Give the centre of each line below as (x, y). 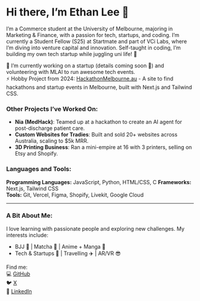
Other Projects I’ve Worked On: (52, 108)
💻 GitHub (18, 274)
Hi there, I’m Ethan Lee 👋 (68, 12)
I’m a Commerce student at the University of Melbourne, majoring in (90, 29)
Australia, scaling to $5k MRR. (51, 141)
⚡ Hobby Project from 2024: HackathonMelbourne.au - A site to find (90, 78)
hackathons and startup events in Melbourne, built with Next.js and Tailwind (99, 87)
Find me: (17, 267)
